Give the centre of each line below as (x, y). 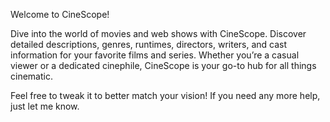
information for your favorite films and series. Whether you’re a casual (155, 55)
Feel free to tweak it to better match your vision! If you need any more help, (165, 95)
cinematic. (31, 76)
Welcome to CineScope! (60, 14)
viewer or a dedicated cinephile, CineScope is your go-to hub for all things (163, 65)
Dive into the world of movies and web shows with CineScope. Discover (158, 33)
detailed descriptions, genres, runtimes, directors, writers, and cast (149, 44)
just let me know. (45, 106)
